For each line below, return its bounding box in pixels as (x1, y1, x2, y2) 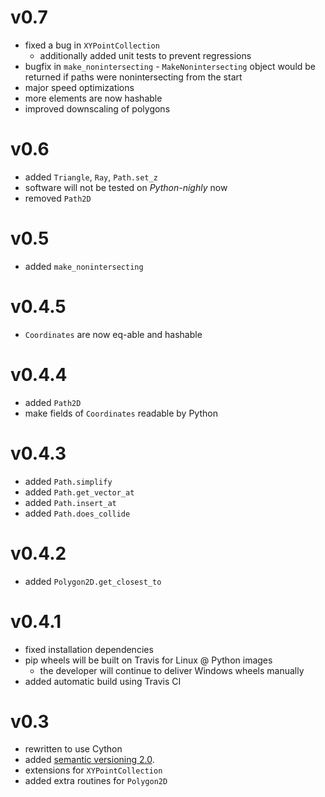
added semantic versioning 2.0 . (24, 754, 155, 766)
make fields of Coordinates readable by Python (24, 407, 218, 419)
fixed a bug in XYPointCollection (24, 39, 160, 51)
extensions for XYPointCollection (24, 764, 163, 776)
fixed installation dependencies (24, 643, 154, 655)
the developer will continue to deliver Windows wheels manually (39, 664, 305, 676)
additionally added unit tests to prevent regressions (39, 49, 252, 61)
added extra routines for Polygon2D (24, 775, 168, 787)
